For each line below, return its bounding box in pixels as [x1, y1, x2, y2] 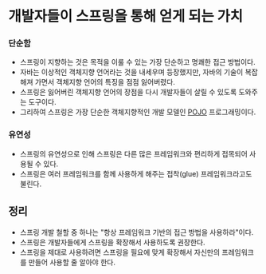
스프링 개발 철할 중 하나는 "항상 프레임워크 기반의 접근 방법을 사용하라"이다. [19, 227, 254, 236]
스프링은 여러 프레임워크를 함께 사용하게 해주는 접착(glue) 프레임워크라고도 [19, 169, 252, 178]
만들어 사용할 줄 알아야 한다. [28, 257, 115, 267]
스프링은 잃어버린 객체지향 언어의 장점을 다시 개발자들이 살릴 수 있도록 [19, 87, 237, 97]
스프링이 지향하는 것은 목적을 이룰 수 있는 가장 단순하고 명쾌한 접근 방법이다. [19, 58, 256, 67]
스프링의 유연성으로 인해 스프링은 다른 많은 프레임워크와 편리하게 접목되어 [19, 149, 248, 158]
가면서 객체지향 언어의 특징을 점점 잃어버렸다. [34, 77, 175, 87]
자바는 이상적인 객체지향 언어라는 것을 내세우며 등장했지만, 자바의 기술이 [19, 67, 244, 77]
